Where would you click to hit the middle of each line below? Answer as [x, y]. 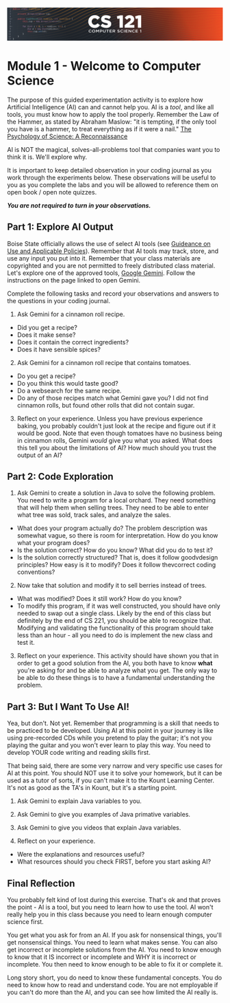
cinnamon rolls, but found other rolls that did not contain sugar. [106, 405]
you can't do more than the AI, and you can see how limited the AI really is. [113, 992]
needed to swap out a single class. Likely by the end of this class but [114, 613]
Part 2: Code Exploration [61, 476]
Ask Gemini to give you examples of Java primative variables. [103, 815]
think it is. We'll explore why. [47, 157]
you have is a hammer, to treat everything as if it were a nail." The [99, 129]
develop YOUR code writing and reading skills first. [79, 753]
